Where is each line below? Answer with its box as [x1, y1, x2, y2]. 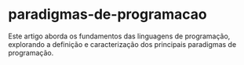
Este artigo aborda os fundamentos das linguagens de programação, [8, 31, 231, 41]
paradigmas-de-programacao [8, 5, 207, 23]
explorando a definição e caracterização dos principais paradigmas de [8, 39, 237, 49]
